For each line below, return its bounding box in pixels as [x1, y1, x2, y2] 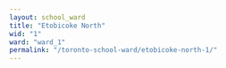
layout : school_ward [9, 12, 87, 22]
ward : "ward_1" [9, 37, 66, 47]
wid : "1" [9, 29, 42, 38]
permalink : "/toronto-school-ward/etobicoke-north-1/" [9, 46, 218, 55]
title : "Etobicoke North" [9, 21, 105, 30]
